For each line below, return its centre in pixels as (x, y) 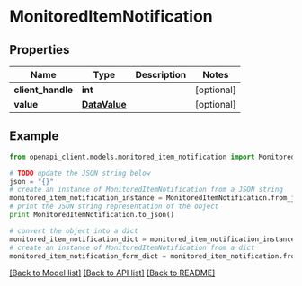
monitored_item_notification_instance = (86, 198)
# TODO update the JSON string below (80, 173)
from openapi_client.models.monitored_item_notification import (132, 157)
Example (34, 136)
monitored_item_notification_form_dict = (88, 256)
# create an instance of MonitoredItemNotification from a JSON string (146, 190)
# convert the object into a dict (74, 230)
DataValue (104, 104)
